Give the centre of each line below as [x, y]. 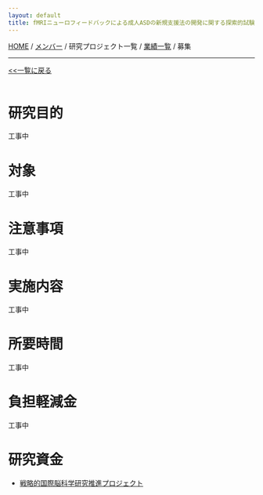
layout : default [34, 15]
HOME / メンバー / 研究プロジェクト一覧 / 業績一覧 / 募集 [100, 46]
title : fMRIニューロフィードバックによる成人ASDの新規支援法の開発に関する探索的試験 [131, 23]
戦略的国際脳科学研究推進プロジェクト [81, 483]
